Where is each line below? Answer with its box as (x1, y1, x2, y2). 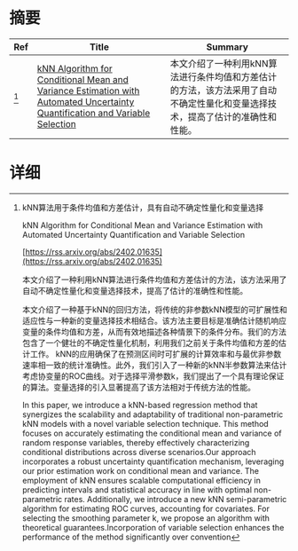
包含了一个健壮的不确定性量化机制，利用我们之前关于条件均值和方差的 (21, 337, 279, 348)
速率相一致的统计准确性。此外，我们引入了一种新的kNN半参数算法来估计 (21, 359, 287, 370)
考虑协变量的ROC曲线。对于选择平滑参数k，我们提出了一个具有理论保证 (21, 370, 285, 382)
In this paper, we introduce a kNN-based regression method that (21, 399, 258, 410)
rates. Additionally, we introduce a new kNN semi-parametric (64, 493, 287, 504)
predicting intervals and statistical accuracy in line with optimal (21, 484, 253, 495)
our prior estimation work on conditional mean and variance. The (21, 465, 260, 476)
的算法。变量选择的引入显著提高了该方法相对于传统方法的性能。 (21, 382, 255, 392)
